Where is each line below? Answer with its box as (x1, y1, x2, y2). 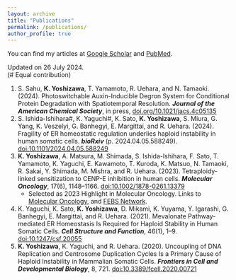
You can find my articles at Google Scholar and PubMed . (7, 49, 173, 58)
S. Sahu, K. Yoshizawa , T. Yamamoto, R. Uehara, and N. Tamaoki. (17, 84, 210, 93)
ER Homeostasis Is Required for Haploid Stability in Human (47, 220, 218, 228)
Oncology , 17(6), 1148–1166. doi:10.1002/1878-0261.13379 (17, 182, 186, 191)
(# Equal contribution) (7, 71, 72, 79)
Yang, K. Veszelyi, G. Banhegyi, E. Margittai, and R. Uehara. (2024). (17, 122, 214, 131)
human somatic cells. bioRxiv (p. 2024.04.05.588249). (17, 137, 178, 146)
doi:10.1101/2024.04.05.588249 (17, 144, 108, 153)
